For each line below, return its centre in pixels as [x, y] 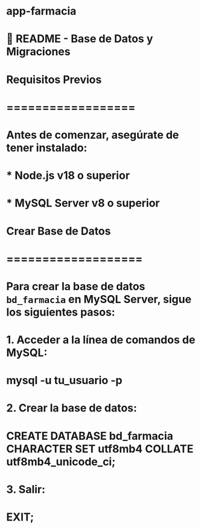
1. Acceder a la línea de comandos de [101, 340]
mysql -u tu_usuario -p [64, 381]
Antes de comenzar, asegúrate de [93, 135]
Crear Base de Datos [59, 231]
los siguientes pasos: [61, 312]
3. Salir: [26, 489]
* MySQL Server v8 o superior [83, 203]
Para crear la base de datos [76, 286]
